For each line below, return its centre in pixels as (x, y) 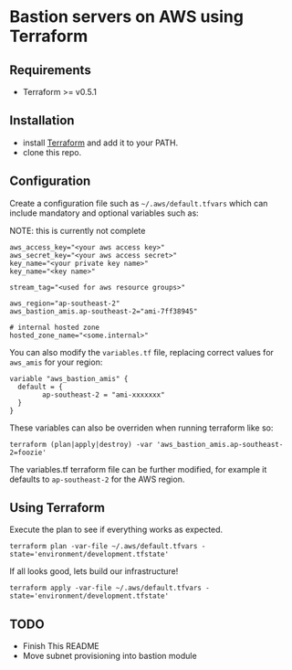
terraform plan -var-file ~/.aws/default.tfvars (104, 547)
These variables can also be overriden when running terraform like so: (141, 428)
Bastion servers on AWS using (127, 17)
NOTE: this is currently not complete (78, 230)
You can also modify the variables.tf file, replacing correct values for (141, 352)
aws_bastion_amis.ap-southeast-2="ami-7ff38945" (104, 311)
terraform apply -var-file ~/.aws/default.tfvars (106, 588)
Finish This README (61, 646)
